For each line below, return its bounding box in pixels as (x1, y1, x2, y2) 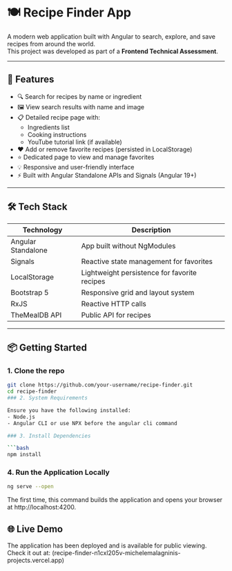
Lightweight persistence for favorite (81, 268, 197, 277)
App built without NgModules (81, 241, 176, 250)
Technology (22, 225, 63, 234)
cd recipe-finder (7, 388, 57, 395)
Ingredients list (27, 123, 70, 131)
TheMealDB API (10, 310, 62, 319)
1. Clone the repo (7, 366, 65, 375)
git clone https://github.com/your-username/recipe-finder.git (7, 382, 193, 389)
